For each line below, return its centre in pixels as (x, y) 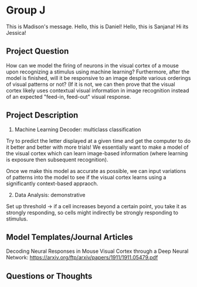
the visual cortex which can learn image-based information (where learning (97, 153)
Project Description (42, 115)
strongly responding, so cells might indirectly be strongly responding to (92, 212)
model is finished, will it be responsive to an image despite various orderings (98, 78)
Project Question (38, 51)
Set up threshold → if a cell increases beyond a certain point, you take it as (96, 206)
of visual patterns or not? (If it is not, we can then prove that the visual (91, 84)
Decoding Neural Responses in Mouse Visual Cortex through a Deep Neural (97, 251)
